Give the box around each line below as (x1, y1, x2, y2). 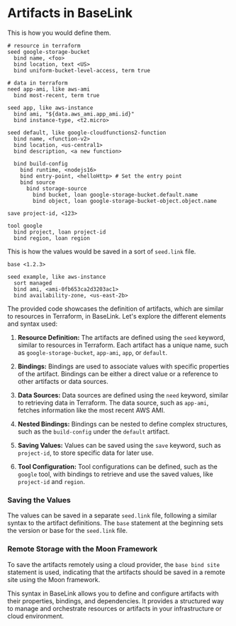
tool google (7, 222, 43, 229)
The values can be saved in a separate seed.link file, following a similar (7, 511, 218, 520)
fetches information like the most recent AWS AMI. (17, 406, 165, 414)
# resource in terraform (7, 42, 81, 49)
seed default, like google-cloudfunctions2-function (7, 129, 167, 136)
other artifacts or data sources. (17, 377, 108, 385)
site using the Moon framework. (7, 575, 101, 583)
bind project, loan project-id (13, 229, 106, 236)
